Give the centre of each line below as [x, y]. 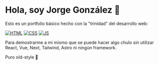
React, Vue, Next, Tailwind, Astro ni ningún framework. [61, 47]
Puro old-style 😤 [22, 57]
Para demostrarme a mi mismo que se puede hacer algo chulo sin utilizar [80, 42]
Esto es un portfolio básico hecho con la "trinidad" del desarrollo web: [77, 23]
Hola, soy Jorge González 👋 [63, 10]
